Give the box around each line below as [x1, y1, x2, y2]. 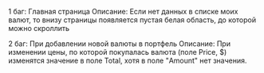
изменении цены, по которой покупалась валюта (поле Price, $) [8, 48, 227, 56]
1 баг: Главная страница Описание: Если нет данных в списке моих [8, 7, 238, 16]
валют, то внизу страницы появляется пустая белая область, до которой [8, 15, 257, 25]
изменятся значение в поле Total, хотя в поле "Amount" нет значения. [8, 56, 247, 65]
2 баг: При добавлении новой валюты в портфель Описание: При [8, 39, 231, 48]
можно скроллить [8, 24, 70, 33]
